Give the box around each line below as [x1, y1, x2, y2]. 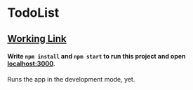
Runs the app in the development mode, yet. [7, 75, 135, 83]
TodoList [7, 5, 60, 21]
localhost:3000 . [7, 59, 56, 68]
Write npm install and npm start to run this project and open [7, 52, 186, 61]
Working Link [7, 33, 67, 45]
